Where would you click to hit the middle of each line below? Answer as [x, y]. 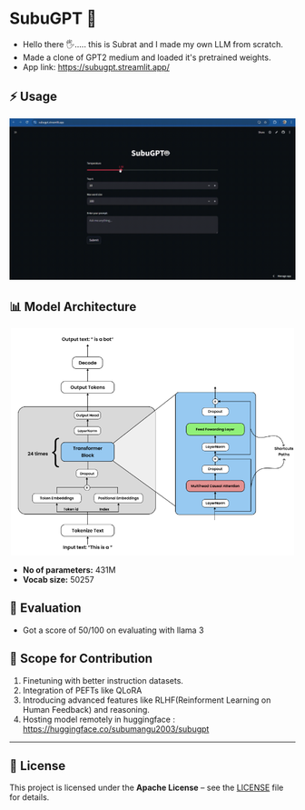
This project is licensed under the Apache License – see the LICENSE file [147, 788]
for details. [30, 797]
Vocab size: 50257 [58, 580]
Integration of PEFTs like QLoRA [82, 690]
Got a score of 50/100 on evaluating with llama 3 [113, 630]
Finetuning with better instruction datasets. [103, 680]
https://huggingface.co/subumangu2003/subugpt [116, 729]
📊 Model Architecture [73, 307]
